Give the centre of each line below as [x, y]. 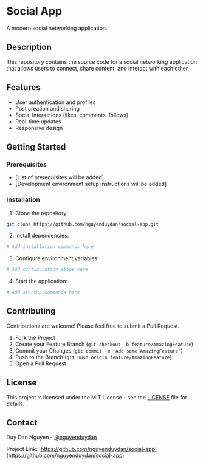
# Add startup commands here [43, 292]
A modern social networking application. [57, 28]
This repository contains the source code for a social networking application [102, 61]
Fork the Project [35, 337]
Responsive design [39, 128]
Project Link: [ [24, 449]
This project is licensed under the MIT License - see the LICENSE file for [97, 397]
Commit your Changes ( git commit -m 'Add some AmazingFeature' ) [99, 350]
